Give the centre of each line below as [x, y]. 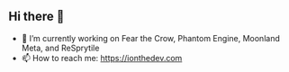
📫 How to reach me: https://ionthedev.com [102, 58]
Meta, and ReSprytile [60, 48]
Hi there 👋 [36, 17]
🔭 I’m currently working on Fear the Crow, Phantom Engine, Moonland [150, 38]
